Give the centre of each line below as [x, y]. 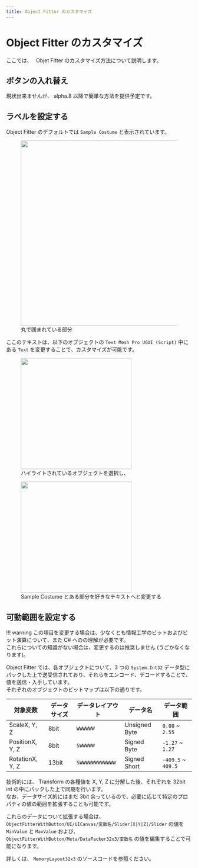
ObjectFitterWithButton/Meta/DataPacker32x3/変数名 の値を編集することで [96, 839]
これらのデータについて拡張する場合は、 [55, 816]
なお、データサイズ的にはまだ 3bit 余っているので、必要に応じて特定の [92, 796]
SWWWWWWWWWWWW [96, 762]
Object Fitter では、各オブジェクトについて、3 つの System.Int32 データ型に [98, 667]
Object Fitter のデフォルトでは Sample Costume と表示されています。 [88, 132]
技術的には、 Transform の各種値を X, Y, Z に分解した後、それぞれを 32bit [96, 782]
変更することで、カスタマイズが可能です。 [86, 349]
